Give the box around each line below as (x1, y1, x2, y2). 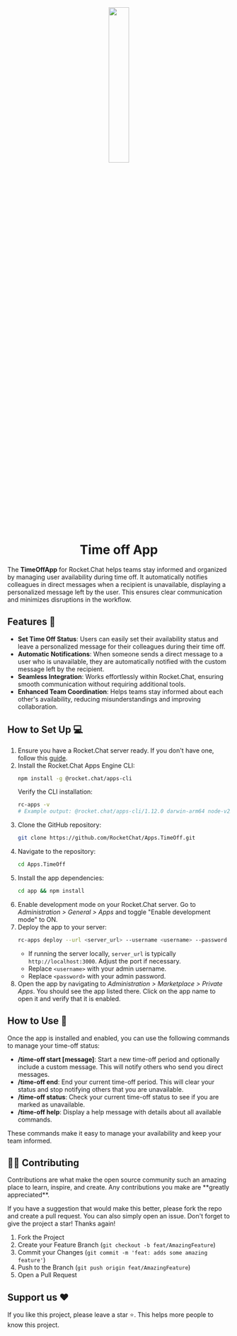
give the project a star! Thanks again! (7, 1219, 116, 1228)
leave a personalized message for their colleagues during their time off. (17, 642, 226, 651)
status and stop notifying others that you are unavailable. (17, 1085, 184, 1093)
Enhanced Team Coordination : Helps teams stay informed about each (17, 687, 224, 696)
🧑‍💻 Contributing (7, 1157, 80, 1169)
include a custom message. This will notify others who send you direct (17, 1062, 224, 1071)
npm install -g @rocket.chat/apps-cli (17, 775, 132, 782)
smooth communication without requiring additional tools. (17, 680, 186, 688)
